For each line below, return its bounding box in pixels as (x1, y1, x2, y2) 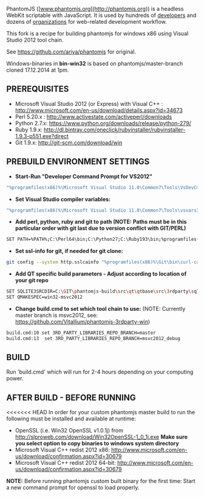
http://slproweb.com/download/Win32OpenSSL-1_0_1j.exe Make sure (15, 433, 188, 440)
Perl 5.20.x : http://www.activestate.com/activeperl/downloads (15, 113, 172, 120)
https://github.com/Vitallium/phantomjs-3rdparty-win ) (15, 318, 151, 325)
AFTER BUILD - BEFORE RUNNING (6, 392, 137, 403)
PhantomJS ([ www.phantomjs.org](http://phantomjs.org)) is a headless (6, 5, 184, 12)
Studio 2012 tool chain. (6, 36, 64, 43)
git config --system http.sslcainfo (6, 259, 99, 265)
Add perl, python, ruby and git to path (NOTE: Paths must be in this (15, 218, 187, 226)
